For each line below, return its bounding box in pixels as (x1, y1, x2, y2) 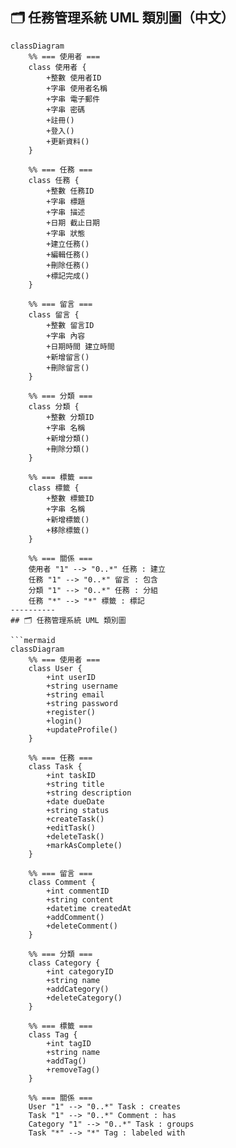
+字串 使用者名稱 (46, 83, 108, 93)
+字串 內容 (46, 331, 86, 341)
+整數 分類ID (46, 412, 95, 422)
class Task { (28, 761, 83, 772)
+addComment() (46, 912, 105, 922)
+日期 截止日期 (46, 218, 100, 228)
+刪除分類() (46, 444, 90, 454)
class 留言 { (28, 309, 80, 320)
